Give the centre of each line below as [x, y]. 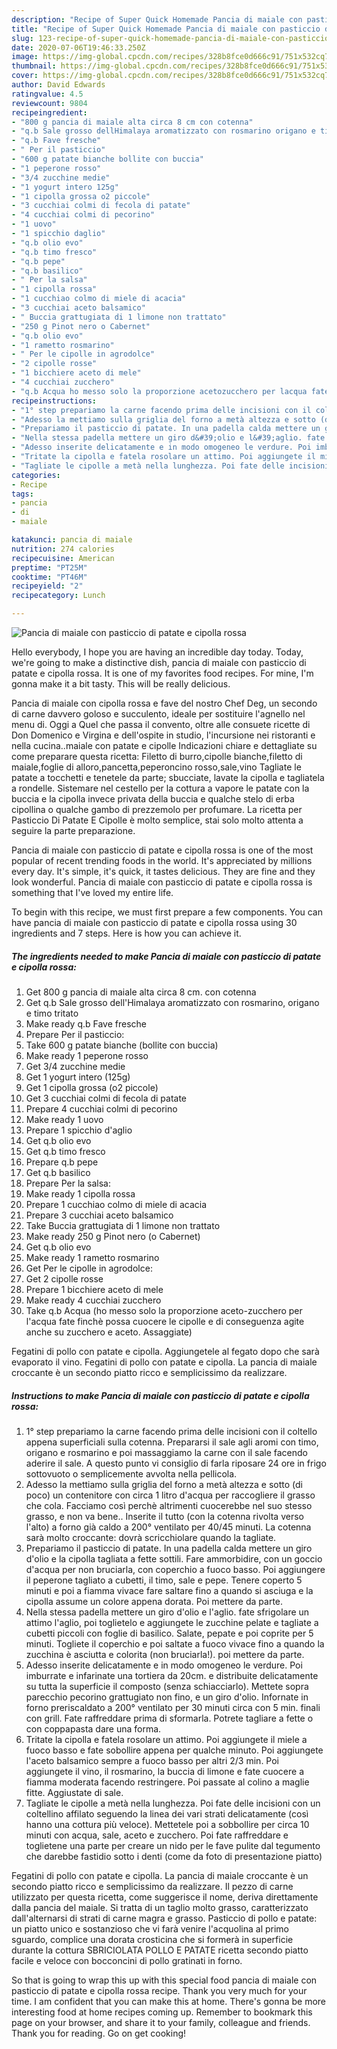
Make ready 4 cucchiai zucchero [93, 1300]
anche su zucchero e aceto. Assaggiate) [109, 1332]
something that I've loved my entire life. [92, 892]
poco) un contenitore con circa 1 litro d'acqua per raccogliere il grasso [170, 1495]
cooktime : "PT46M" [49, 577]
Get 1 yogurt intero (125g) [78, 1077]
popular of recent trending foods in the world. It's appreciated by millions [162, 860]
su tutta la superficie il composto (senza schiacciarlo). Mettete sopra [167, 1686]
